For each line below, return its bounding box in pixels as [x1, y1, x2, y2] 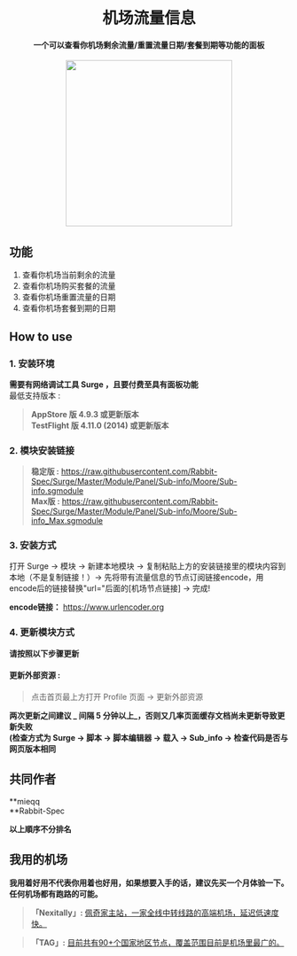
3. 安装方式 [9, 540, 57, 552]
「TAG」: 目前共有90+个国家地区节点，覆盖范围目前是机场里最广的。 [30, 937, 285, 948]
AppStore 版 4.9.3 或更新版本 [30, 408, 139, 419]
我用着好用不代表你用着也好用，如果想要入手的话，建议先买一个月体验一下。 [9, 877, 289, 888]
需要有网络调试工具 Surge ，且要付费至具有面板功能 [9, 378, 199, 390]
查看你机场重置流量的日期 [21, 291, 116, 302]
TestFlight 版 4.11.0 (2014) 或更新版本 [30, 420, 169, 431]
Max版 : [30, 496, 60, 507]
